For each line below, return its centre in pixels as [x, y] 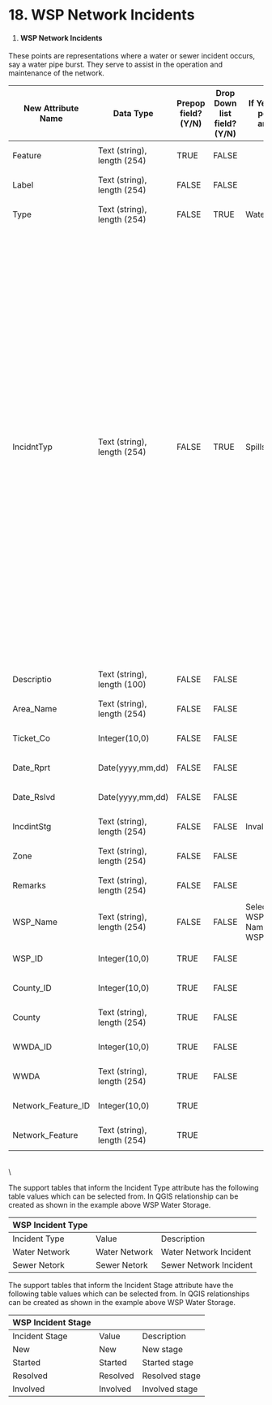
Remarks [29, 885]
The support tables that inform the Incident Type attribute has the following [134, 1188]
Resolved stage [171, 1376]
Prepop [191, 103]
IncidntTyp [32, 447]
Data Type [133, 114]
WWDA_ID [32, 1047]
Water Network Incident [206, 1252]
